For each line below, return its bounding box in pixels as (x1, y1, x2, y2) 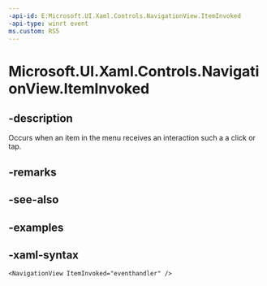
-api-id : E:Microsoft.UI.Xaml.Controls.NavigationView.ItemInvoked (8, 11, 242, 20)
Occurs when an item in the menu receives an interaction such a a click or (8, 133, 256, 143)
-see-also (8, 193, 59, 207)
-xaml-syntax (8, 248, 80, 262)
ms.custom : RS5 (8, 27, 60, 35)
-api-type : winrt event (8, 19, 89, 28)
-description (8, 111, 73, 125)
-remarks (8, 165, 57, 179)
